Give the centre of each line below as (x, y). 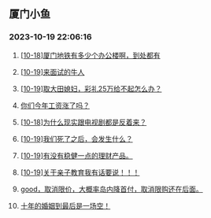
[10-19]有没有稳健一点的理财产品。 (76, 155)
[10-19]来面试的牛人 (52, 72)
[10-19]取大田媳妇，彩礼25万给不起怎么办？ (91, 88)
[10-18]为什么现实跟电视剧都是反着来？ (83, 122)
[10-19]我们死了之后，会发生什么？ (76, 139)
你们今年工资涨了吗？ (55, 105)
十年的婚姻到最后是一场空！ (65, 205)
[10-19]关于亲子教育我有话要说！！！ (80, 172)
